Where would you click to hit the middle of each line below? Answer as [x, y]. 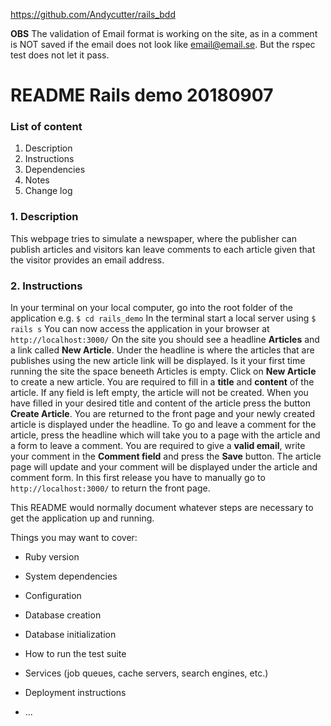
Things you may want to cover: [74, 538]
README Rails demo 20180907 [142, 95]
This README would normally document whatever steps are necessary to [162, 508]
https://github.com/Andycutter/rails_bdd [93, 14]
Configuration [53, 596]
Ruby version [52, 557]
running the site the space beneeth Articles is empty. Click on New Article [163, 371]
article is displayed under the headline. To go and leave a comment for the [163, 425]
